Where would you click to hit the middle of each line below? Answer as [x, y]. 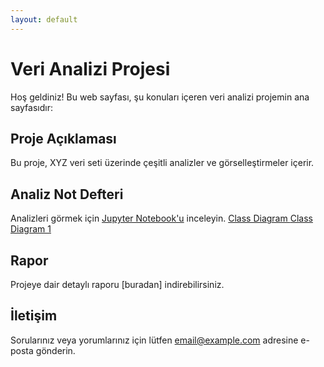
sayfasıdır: [31, 107]
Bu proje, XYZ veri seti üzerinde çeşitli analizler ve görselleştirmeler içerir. [162, 163]
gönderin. [55, 350]
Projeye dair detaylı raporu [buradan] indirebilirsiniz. [117, 284]
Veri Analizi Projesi [90, 68]
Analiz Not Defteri [67, 194]
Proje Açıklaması [63, 138]
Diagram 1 [31, 229]
